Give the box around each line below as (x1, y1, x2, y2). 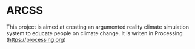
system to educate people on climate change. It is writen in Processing (6, 29, 183, 36)
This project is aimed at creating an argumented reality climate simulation (6, 23, 190, 30)
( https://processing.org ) (6, 36, 66, 43)
